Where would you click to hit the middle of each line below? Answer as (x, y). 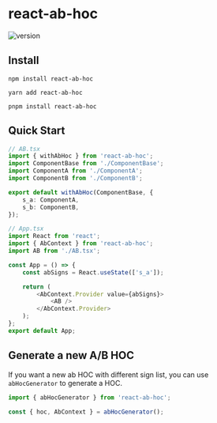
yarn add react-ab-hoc (45, 93)
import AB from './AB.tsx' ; (54, 251)
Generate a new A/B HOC (71, 355)
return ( (37, 287)
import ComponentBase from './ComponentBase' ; (86, 164)
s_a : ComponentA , (51, 200)
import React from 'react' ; (54, 236)
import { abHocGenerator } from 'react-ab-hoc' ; (90, 397)
